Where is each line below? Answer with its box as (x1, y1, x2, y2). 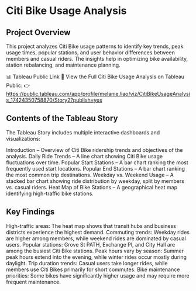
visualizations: (6, 135, 41, 142)
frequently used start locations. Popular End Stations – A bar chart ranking (6, 165, 185, 172)
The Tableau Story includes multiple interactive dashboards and (6, 129, 160, 136)
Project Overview (6, 27, 71, 37)
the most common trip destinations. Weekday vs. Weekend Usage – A (6, 171, 174, 178)
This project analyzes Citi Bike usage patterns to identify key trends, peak (6, 43, 184, 50)
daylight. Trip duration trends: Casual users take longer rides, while (6, 259, 168, 266)
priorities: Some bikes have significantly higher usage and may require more (6, 272, 190, 279)
